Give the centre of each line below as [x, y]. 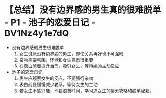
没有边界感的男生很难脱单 [38, 47]
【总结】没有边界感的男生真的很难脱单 [83, 10]
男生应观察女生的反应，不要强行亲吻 [56, 78]
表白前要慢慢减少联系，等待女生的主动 [58, 84]
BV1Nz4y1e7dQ [37, 33]
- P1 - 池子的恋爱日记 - [50, 22]
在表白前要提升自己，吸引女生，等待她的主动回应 [69, 66]
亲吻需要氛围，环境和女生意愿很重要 [56, 60]
